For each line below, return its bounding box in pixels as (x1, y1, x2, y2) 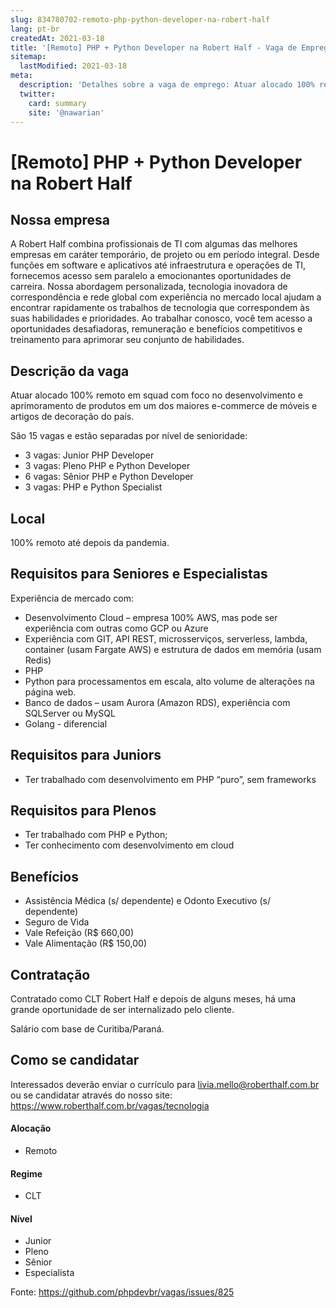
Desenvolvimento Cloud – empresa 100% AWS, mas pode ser (24, 611, 278, 623)
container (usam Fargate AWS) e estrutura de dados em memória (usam (24, 643, 322, 655)
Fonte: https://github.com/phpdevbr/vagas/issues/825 (10, 1286, 235, 1298)
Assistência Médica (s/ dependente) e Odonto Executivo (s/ (24, 895, 271, 907)
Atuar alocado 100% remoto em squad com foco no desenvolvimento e (10, 389, 303, 401)
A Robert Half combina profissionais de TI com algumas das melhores (10, 238, 298, 250)
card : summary (28, 98, 87, 108)
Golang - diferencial (24, 717, 108, 730)
